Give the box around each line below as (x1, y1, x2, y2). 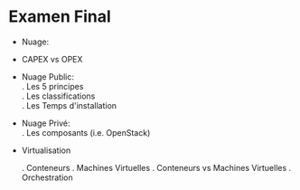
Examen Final (8, 6, 112, 27)
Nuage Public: (21, 71, 74, 82)
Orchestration (21, 172, 73, 183)
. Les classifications (21, 90, 96, 101)
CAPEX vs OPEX (21, 53, 83, 64)
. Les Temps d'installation (21, 100, 117, 110)
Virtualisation (21, 145, 71, 156)
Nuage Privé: (21, 118, 70, 128)
